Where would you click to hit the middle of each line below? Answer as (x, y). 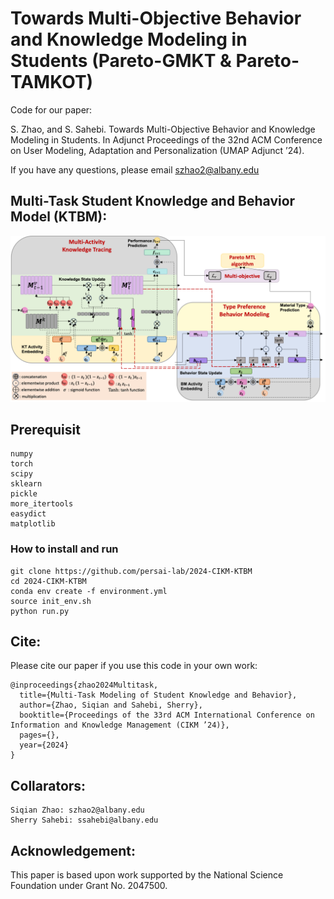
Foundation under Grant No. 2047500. (89, 886)
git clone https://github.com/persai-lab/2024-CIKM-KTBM (131, 571)
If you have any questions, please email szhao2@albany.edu (135, 169)
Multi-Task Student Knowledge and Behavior (153, 201)
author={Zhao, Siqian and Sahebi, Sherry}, (111, 705)
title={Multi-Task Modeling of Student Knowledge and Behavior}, (158, 695)
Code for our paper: (51, 109)
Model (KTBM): (59, 217)
